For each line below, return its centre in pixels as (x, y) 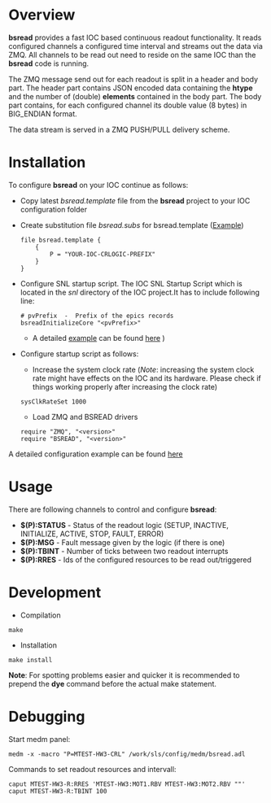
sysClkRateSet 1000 (53, 401)
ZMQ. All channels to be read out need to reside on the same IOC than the (132, 55)
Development (55, 592)
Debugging (47, 716)
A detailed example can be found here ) (98, 338)
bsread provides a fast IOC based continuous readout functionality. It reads (135, 37)
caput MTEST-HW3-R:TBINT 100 (58, 791)
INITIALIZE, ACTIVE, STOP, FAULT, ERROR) (92, 534)
